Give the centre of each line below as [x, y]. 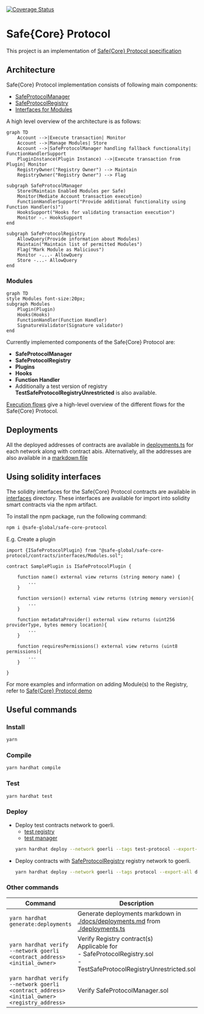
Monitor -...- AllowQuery [50, 255]
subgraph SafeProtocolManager [45, 186]
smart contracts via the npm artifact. [52, 504]
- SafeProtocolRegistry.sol [115, 954]
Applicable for [97, 946]
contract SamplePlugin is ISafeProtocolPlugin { [69, 566]
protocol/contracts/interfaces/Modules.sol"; [65, 555]
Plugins [25, 367]
